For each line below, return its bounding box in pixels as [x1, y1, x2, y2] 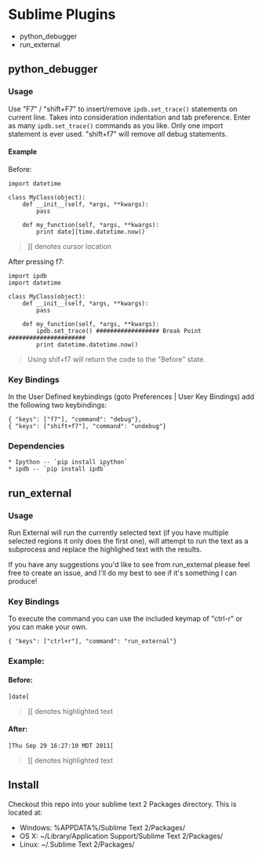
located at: [8, 808, 43, 817]
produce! [8, 577, 38, 586]
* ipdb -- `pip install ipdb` [8, 465, 107, 473]
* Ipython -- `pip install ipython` [8, 458, 128, 467]
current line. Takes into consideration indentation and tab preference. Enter [8, 112, 251, 122]
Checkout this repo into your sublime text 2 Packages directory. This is [8, 799, 237, 808]
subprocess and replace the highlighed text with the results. [8, 544, 202, 555]
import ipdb [8, 272, 47, 280]
